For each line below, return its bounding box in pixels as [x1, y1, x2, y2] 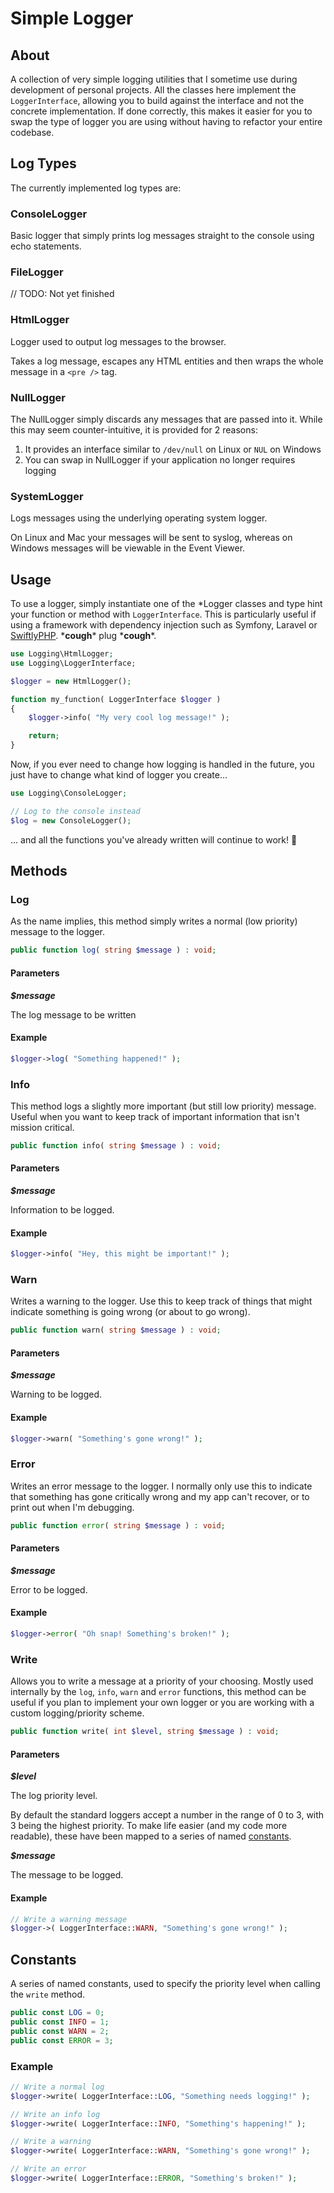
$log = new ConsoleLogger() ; [10, 815, 132, 826]
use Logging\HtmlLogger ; [10, 649, 114, 659]
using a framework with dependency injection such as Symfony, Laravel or [10, 619, 318, 631]
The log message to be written [10, 1008, 137, 1021]
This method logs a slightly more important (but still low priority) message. [10, 1100, 317, 1112]
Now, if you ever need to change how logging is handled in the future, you [10, 758, 315, 771]
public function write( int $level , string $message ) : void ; [10, 1727, 280, 1737]
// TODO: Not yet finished [10, 288, 115, 300]
